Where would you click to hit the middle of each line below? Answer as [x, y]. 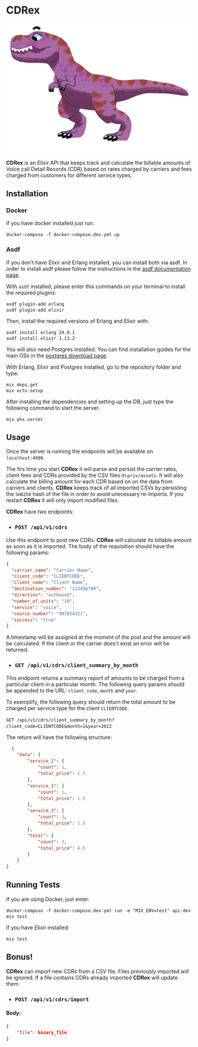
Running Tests [33, 885]
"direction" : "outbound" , [43, 595]
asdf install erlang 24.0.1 [41, 332]
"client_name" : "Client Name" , [50, 583]
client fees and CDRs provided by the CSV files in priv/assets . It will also [95, 475]
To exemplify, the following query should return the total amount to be [91, 702]
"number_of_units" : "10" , [43, 601]
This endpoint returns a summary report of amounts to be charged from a [95, 678]
